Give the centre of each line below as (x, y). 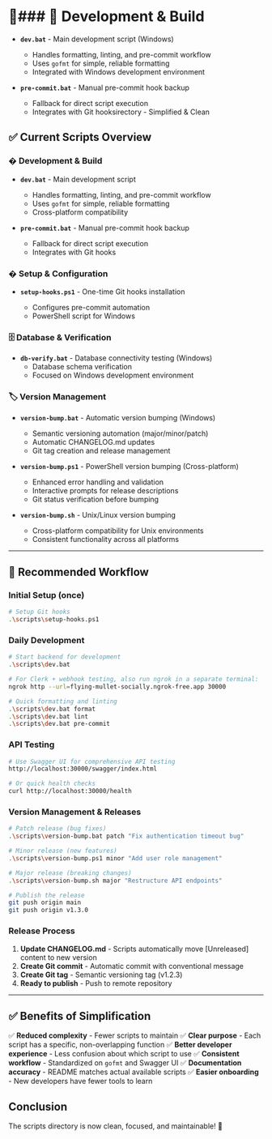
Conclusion (38, 1106)
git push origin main (45, 902)
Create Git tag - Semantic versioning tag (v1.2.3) (101, 975)
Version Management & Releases (75, 812)
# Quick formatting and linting (63, 701)
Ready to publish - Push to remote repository (96, 983)
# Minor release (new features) (63, 851)
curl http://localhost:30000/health (70, 791)
